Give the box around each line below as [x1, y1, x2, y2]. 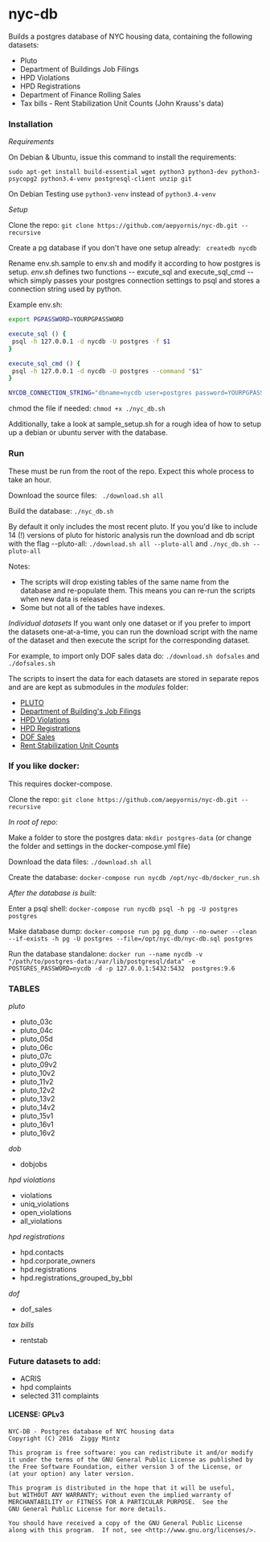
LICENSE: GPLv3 [8, 1410, 65, 1420]
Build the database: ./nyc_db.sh [8, 506, 114, 515]
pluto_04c [19, 1026, 54, 1036]
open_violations [19, 1208, 72, 1217]
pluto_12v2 [19, 1085, 55, 1095]
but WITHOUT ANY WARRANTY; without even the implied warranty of [8, 1490, 231, 1499]
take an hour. [8, 474, 52, 484]
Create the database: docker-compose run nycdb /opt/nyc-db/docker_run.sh [8, 872, 260, 882]
